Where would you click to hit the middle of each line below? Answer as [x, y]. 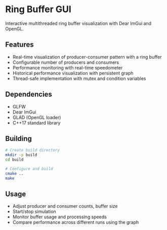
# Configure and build [29, 169]
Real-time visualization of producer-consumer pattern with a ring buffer [87, 57]
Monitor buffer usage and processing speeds [60, 217]
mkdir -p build [21, 155]
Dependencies [29, 94]
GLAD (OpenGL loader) [37, 117]
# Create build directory [32, 150]
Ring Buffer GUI [38, 9]
